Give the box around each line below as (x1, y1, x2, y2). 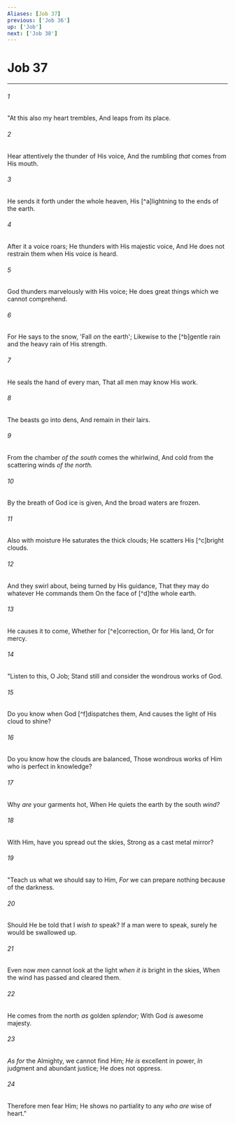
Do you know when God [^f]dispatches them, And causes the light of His (7, 709, 217, 719)
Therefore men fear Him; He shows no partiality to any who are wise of (7, 1102, 212, 1110)
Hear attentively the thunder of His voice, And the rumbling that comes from (7, 151, 227, 160)
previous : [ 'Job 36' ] (7, 17, 71, 24)
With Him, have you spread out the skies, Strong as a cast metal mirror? (7, 838, 214, 846)
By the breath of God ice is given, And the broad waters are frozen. (7, 498, 201, 507)
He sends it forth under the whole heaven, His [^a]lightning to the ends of (7, 197, 219, 205)
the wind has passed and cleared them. (7, 974, 121, 982)
